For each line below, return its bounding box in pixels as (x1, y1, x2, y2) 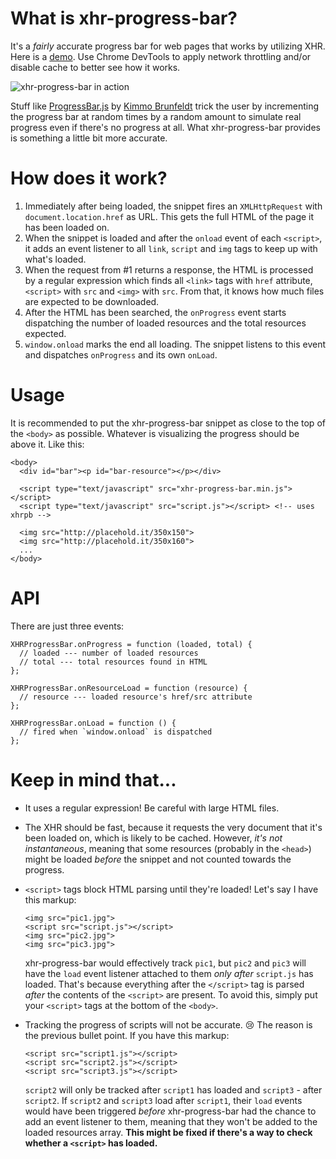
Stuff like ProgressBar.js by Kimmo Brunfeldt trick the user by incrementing (10, 100, 320, 112)
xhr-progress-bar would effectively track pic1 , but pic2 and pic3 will (24, 957, 307, 969)
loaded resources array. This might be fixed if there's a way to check (24, 1126, 313, 1138)
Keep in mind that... (10, 768, 177, 791)
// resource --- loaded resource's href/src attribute (19, 692, 253, 702)
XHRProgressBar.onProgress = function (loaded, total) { (10, 639, 253, 649)
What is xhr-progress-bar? (10, 7, 238, 30)
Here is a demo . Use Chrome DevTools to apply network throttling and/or (10, 50, 312, 62)
